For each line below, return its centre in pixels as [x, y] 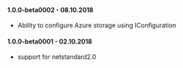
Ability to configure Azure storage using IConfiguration [97, 25]
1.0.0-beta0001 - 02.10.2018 [50, 41]
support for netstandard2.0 [57, 57]
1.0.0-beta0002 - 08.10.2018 [50, 10]
